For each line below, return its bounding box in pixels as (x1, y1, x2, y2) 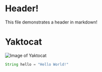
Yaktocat (5, 36, 42, 48)
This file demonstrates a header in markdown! (5, 19, 98, 25)
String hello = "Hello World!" (5, 62, 69, 67)
